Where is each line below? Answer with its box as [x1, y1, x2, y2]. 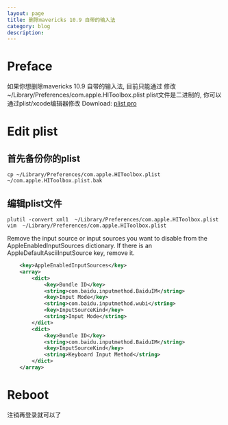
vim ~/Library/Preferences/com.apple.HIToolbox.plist [7, 222, 167, 229]
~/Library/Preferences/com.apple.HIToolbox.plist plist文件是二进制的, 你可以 [7, 90, 222, 99]
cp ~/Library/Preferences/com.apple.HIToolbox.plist [7, 171, 161, 178]
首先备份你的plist [7, 152, 81, 165]
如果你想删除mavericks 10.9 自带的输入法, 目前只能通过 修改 [7, 82, 177, 90]
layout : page [7, 10, 45, 17]
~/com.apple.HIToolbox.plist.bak [7, 178, 103, 184]
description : [7, 29, 45, 36]
